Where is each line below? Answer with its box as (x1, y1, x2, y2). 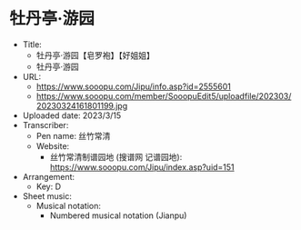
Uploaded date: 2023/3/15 (22, 110, 122, 121)
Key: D (35, 181, 62, 192)
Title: (22, 38, 43, 50)
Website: (35, 140, 70, 151)
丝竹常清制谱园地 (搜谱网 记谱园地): (49, 151, 183, 162)
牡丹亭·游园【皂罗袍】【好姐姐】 (35, 49, 155, 60)
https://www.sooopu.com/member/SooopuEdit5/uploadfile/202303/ (35, 90, 292, 101)
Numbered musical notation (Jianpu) (49, 210, 187, 221)
